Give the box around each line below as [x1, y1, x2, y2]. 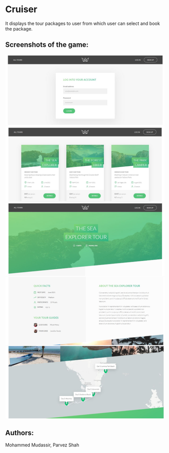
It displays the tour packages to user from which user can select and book [5, 20, 160, 26]
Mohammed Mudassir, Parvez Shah [5, 442, 79, 448]
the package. [5, 25, 33, 31]
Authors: [5, 428, 34, 437]
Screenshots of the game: [5, 41, 89, 49]
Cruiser [5, 4, 37, 15]
